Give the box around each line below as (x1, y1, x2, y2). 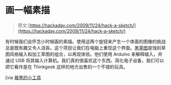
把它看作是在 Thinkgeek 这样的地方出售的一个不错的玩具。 (5, 64, 128, 70)
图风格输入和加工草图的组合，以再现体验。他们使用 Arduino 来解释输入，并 (5, 51, 163, 57)
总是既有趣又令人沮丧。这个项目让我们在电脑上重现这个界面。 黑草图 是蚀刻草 (5, 45, 166, 51)
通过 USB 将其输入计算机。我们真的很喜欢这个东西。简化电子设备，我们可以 (5, 57, 164, 63)
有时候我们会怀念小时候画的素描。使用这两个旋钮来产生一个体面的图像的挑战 (5, 38, 166, 45)
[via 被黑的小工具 (5, 74, 42, 80)
